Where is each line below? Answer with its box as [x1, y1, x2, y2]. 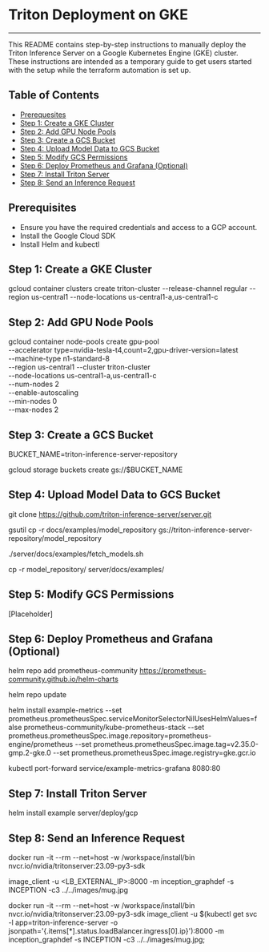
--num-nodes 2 [8, 379, 60, 389]
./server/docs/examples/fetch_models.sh [8, 549, 144, 559]
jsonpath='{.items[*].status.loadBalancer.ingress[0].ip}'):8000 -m [8, 926, 225, 936]
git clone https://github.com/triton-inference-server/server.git [8, 509, 212, 518]
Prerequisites [8, 201, 77, 215]
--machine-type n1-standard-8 [8, 354, 110, 364]
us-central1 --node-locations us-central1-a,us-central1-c [30, 292, 219, 302]
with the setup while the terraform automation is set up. [8, 65, 191, 75]
